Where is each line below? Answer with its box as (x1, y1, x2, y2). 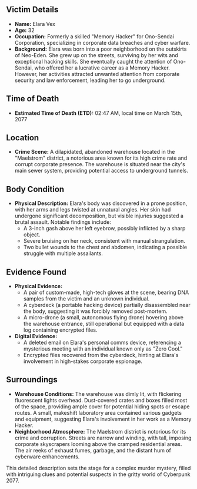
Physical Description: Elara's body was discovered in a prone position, (14, 200, 188, 207)
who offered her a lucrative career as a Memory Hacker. (34, 64, 171, 71)
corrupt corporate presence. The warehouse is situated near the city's (14, 161, 185, 168)
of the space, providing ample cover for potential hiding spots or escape (14, 403, 190, 410)
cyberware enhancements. (14, 453, 80, 460)
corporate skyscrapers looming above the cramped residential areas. (14, 440, 182, 447)
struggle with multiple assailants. (23, 250, 103, 257)
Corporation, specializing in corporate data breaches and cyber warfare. (14, 39, 191, 46)
